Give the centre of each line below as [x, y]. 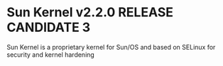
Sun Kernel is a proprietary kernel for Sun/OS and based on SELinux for [111, 47]
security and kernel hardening [51, 55]
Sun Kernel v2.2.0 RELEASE [90, 12]
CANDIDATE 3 [49, 27]
